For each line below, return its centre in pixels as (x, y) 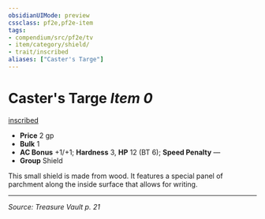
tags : (17, 30)
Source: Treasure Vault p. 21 (54, 206)
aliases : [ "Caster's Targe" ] (56, 60)
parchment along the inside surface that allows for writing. (103, 184)
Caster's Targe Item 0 (80, 98)
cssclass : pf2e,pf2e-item (50, 23)
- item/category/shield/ (49, 45)
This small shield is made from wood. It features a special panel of (116, 176)
